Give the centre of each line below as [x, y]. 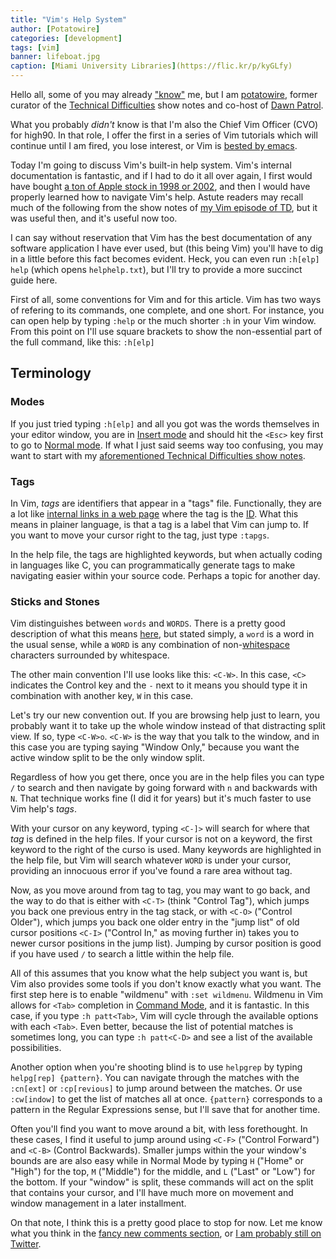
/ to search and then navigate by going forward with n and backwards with [164, 788]
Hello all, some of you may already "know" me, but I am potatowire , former [164, 94]
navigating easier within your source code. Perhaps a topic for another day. [165, 575]
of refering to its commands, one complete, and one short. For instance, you [167, 310]
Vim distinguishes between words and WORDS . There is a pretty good [148, 623]
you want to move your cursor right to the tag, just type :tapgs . [140, 535]
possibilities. [36, 1048]
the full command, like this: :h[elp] [82, 342]
